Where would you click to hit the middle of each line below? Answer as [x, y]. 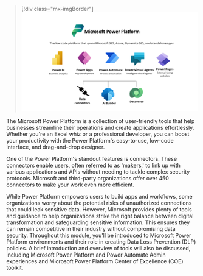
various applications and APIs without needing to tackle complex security [98, 172]
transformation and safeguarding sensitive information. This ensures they [98, 222]
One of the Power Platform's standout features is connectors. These [92, 159]
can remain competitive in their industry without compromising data [91, 229]
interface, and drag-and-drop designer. [56, 147]
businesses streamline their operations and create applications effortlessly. [100, 128]
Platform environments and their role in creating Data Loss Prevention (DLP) [101, 242]
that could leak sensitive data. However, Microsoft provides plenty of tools [99, 210]
